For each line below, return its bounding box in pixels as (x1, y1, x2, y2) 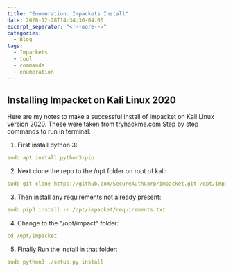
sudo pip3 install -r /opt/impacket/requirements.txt (7, 207, 166, 214)
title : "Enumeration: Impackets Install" (7, 10, 129, 17)
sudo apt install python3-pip (7, 154, 95, 161)
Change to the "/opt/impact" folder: (17, 218, 119, 227)
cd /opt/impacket (7, 232, 58, 239)
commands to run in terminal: (7, 127, 92, 136)
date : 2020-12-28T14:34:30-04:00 (7, 17, 104, 24)
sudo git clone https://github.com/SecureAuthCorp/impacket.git (7, 180, 197, 188)
